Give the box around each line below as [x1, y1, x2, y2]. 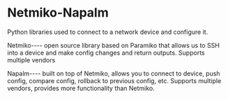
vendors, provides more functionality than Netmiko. [7, 84, 155, 92]
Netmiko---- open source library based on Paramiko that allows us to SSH [7, 41, 220, 49]
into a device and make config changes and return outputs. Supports [7, 48, 205, 57]
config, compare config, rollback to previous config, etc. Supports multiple [7, 76, 222, 84]
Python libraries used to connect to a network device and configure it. [7, 28, 208, 36]
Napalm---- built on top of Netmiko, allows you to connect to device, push [7, 69, 221, 78]
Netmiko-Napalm [7, 5, 109, 21]
